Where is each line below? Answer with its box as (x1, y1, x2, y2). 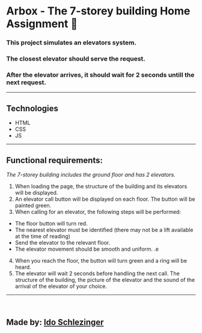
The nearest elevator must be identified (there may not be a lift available (14, 226, 194, 233)
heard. (14, 263, 31, 270)
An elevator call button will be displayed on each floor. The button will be (14, 195, 195, 203)
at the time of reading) (14, 233, 71, 240)
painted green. (14, 201, 52, 209)
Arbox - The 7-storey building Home (6, 4, 191, 18)
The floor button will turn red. (14, 219, 88, 227)
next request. (6, 78, 47, 87)
